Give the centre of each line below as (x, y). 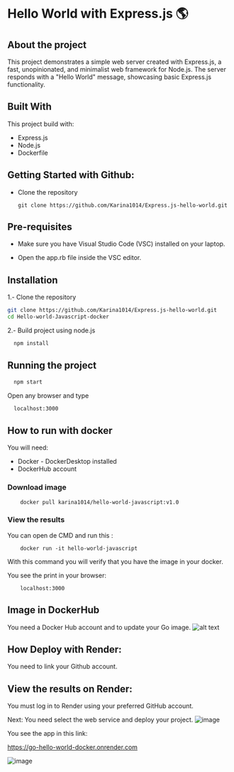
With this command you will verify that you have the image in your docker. (115, 561)
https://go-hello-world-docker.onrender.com (73, 747)
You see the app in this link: (48, 734)
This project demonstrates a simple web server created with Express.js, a (115, 62)
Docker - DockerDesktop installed (67, 462)
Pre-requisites (40, 227)
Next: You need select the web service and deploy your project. (100, 720)
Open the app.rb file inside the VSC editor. (79, 258)
